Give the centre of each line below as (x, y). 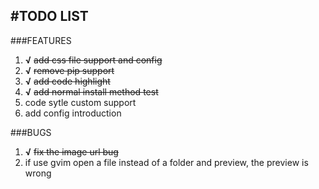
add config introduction (73, 113)
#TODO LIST (49, 16)
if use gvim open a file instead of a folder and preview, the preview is (166, 162)
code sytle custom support (80, 102)
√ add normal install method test (91, 91)
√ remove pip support (69, 70)
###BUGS (31, 132)
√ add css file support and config (93, 60)
